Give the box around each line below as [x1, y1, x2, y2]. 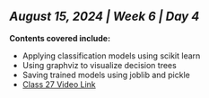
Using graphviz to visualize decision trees [22, 59, 177, 70]
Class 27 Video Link [22, 78, 96, 90]
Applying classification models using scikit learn [22, 50, 201, 61]
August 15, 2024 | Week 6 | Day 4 [9, 9, 200, 24]
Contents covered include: [9, 32, 110, 43]
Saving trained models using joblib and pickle [22, 69, 190, 80]
